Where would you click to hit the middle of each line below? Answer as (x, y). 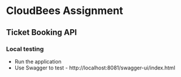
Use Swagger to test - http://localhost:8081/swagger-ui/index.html (95, 68)
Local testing (25, 49)
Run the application (38, 61)
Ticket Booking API (42, 32)
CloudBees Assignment (65, 11)
